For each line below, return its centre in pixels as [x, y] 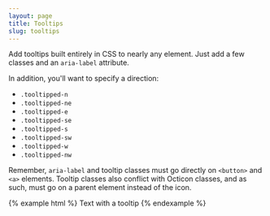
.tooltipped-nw [46, 155]
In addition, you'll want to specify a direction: [84, 79]
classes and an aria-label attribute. [69, 63]
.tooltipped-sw [46, 138]
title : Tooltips [36, 24]
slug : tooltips [34, 31]
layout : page [30, 16]
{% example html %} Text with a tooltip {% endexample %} [107, 203]
